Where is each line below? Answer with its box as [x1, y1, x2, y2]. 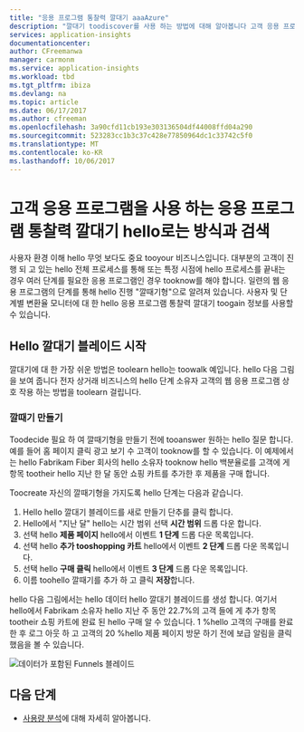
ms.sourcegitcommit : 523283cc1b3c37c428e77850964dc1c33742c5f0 [9, 131, 253, 140]
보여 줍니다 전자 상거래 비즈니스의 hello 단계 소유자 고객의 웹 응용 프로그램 [18, 375, 280, 386]
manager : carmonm [9, 55, 75, 64]
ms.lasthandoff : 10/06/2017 [9, 156, 116, 166]
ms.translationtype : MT [9, 140, 100, 149]
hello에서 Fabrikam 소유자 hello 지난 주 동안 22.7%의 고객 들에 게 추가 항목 [9, 604, 277, 616]
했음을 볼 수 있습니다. [9, 639, 84, 650]
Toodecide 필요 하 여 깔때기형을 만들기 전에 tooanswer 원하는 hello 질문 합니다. [9, 434, 294, 445]
